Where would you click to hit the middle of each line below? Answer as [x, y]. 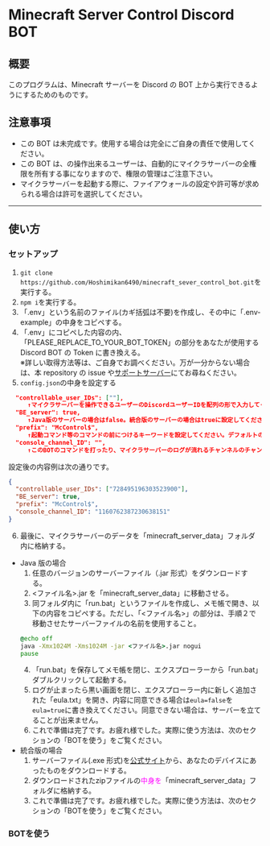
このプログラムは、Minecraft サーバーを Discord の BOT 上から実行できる [130, 85]
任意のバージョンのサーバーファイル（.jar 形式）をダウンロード [136, 573]
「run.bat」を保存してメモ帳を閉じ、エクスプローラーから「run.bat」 [145, 670]
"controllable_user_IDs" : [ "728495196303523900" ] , [102, 489]
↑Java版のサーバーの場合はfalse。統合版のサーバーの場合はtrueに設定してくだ [142, 421]
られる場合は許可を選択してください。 [83, 193]
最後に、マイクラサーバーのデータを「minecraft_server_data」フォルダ [137, 535]
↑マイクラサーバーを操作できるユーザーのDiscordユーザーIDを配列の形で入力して [144, 405]
